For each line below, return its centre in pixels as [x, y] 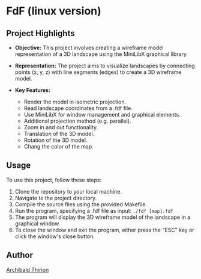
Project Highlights [40, 33]
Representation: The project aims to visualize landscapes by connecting [105, 66]
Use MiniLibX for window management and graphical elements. [102, 115]
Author [19, 255]
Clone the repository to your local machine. [68, 191]
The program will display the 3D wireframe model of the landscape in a [103, 217]
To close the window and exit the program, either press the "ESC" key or [105, 230]
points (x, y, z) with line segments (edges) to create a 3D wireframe [98, 72]
